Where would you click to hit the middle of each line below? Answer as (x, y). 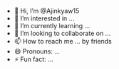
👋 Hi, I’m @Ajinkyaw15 (47, 11)
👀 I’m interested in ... (44, 18)
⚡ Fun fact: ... (33, 59)
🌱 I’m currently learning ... (52, 26)
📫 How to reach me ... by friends (63, 41)
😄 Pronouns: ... (37, 51)
